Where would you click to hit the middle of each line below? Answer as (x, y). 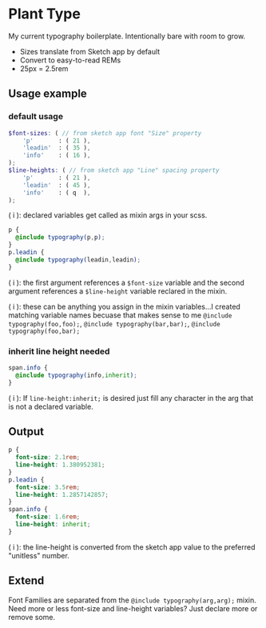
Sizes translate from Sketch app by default (90, 51)
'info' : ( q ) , (57, 193)
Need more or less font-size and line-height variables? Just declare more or (133, 608)
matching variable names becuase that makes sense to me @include (120, 315)
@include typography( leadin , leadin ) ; (78, 260)
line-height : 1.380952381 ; (60, 465)
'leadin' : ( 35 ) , (57, 148)
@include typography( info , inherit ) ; (76, 375)
